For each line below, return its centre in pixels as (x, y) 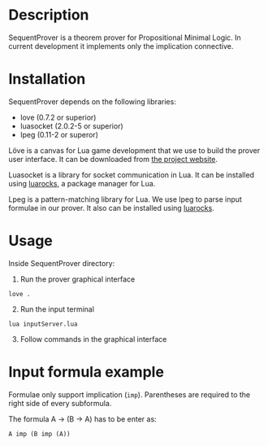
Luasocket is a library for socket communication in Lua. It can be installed (131, 175)
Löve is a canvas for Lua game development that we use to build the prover (134, 150)
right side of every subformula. (60, 403)
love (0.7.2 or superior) (58, 117)
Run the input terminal (57, 309)
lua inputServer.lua (43, 324)
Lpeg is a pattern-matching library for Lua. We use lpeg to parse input (125, 199)
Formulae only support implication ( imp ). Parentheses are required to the (130, 394)
